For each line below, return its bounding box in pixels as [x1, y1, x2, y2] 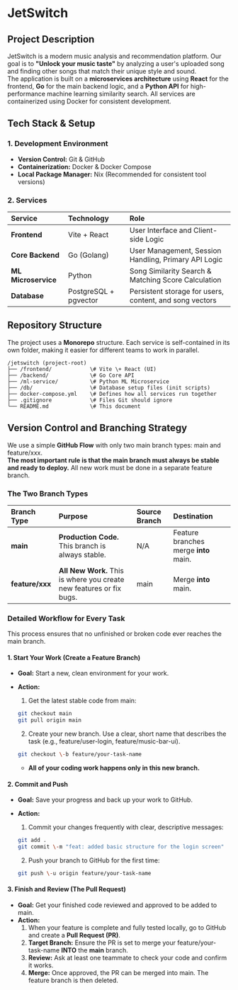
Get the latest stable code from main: [28, 696, 137, 705]
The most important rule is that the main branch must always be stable [7, 455, 220, 465]
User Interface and [129, 225, 193, 235]
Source [137, 506, 161, 516]
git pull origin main [17, 717, 81, 724]
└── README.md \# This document [7, 402, 141, 410]
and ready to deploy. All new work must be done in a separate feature [7, 463, 212, 472]
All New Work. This [59, 565, 124, 575]
